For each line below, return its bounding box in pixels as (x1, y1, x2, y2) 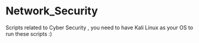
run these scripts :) (5, 30, 52, 37)
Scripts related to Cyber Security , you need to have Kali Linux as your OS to (5, 24, 194, 31)
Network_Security (5, 4, 98, 18)
